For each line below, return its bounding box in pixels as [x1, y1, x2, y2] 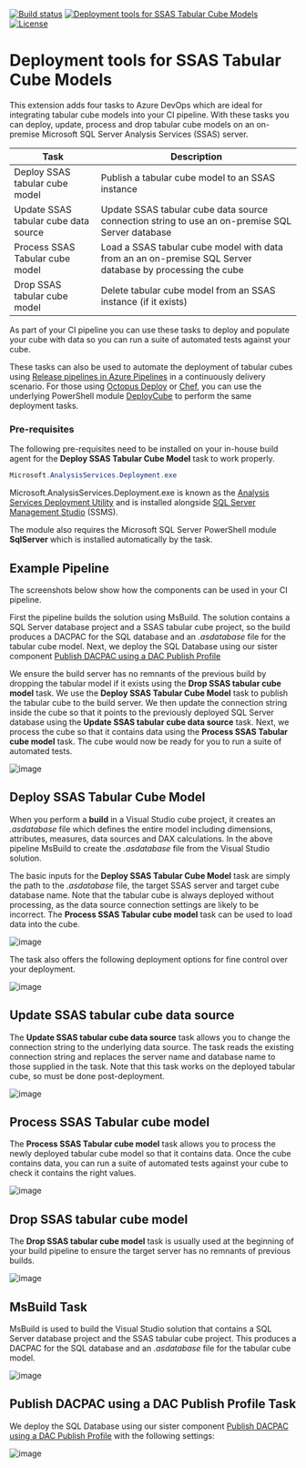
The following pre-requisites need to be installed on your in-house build [9, 443, 279, 454]
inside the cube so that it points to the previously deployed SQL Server [9, 707, 275, 718]
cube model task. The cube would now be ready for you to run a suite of [9, 736, 282, 747]
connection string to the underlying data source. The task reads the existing [9, 1041, 294, 1052]
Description [169, 150, 223, 163]
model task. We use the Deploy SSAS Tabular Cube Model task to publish [9, 688, 289, 698]
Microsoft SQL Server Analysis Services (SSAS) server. [41, 128, 249, 139]
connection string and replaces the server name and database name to [9, 1051, 276, 1062]
